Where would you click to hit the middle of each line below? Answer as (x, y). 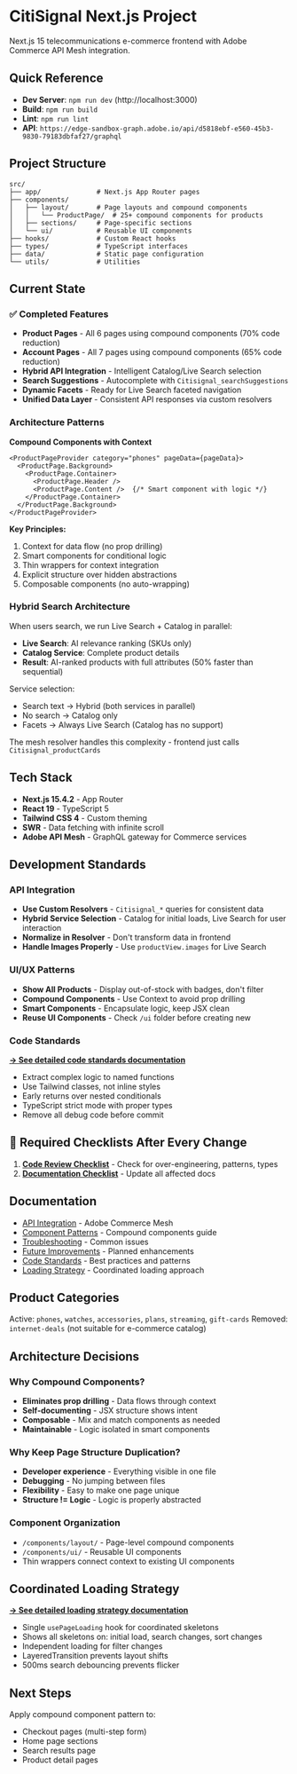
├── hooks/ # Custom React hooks (93, 238)
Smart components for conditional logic (94, 556)
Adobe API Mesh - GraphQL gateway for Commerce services (134, 837)
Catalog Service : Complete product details (101, 652)
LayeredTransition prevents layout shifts (95, 1656)
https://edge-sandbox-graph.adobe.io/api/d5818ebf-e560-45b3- (157, 129)
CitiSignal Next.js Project (103, 16)
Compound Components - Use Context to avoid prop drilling (133, 998)
